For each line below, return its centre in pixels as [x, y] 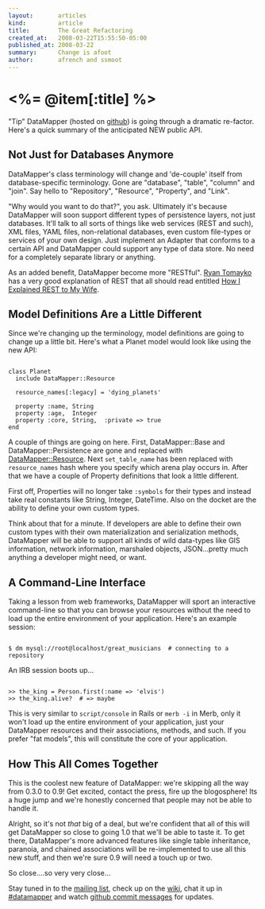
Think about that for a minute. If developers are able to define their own [125, 524]
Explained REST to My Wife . [54, 289]
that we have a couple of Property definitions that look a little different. [124, 476]
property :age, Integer [56, 414]
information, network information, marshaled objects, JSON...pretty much [128, 549]
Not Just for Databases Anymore [91, 155]
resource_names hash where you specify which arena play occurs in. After [128, 468]
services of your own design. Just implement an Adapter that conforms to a [132, 240]
